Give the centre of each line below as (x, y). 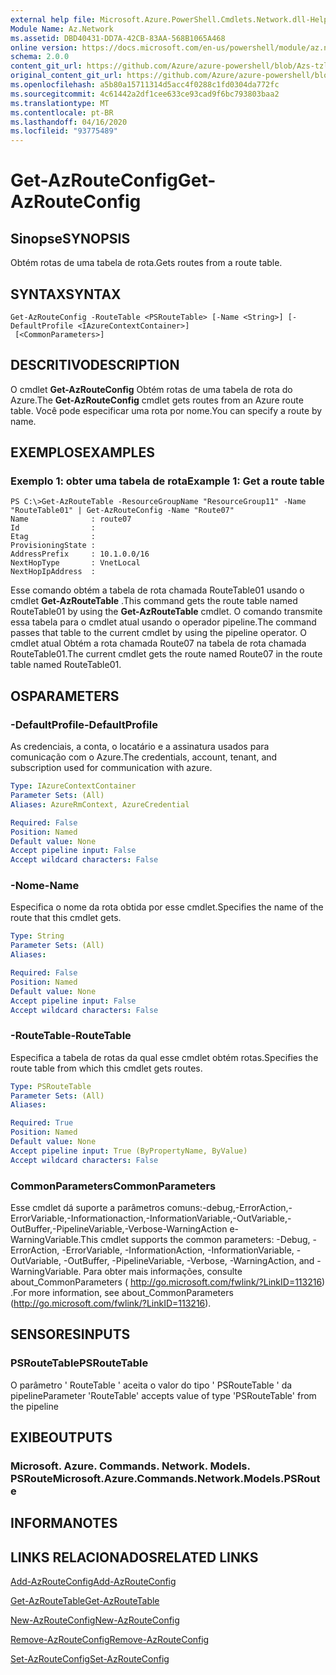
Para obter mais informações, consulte (163, 1272)
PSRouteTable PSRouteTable (79, 1363)
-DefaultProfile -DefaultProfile (84, 724)
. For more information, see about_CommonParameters (122, 1293)
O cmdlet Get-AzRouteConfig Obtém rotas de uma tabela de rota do (151, 389)
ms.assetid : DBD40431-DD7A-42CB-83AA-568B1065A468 (118, 38)
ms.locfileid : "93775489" (64, 131)
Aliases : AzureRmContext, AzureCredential (100, 804)
